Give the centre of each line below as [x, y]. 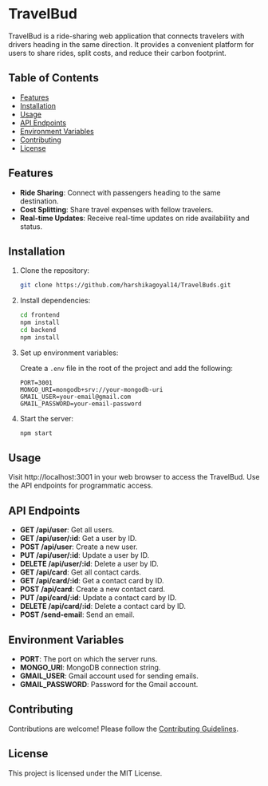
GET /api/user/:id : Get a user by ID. [78, 539]
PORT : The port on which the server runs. [89, 659]
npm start [36, 433]
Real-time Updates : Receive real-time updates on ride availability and [134, 218]
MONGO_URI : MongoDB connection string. [90, 668]
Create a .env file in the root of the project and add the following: [126, 368]
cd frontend [39, 315]
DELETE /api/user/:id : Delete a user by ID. [89, 564]
